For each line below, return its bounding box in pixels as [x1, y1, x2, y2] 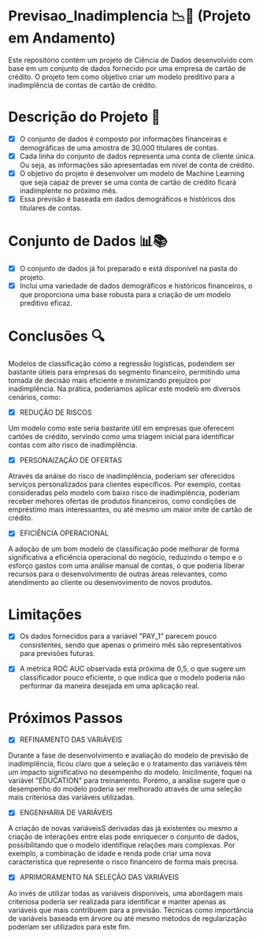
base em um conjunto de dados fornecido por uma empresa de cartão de [8, 63, 246, 73]
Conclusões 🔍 [8, 327, 105, 345]
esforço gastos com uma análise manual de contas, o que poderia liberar [8, 561, 245, 571]
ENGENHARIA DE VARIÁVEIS [19, 808, 113, 818]
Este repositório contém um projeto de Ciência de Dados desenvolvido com [8, 55, 254, 65]
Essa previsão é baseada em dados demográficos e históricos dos [19, 195, 236, 204]
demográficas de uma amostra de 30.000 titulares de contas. [19, 143, 219, 152]
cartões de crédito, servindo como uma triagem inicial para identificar [8, 432, 235, 442]
